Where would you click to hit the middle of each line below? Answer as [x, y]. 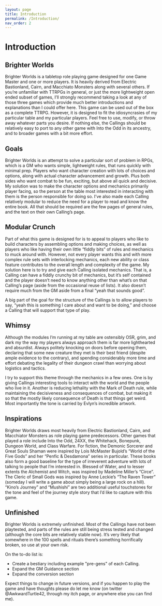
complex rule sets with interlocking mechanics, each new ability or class [77, 259]
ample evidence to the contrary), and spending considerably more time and [80, 358]
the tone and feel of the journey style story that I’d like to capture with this [79, 492]
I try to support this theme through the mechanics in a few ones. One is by [79, 377]
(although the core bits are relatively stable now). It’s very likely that [72, 535]
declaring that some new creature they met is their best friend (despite [75, 353]
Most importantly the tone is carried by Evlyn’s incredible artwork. [71, 403]
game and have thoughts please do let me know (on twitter [64, 589]
